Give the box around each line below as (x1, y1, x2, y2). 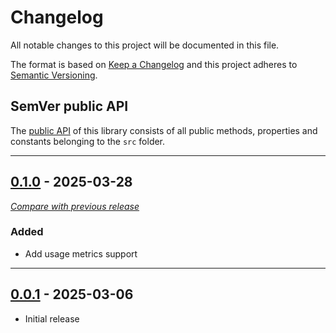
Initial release (24, 312, 80, 325)
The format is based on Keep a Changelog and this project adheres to (10, 58, 298, 70)
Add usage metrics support (24, 247, 138, 260)
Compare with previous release (10, 200, 140, 212)
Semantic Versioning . (10, 69, 98, 81)
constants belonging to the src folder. (10, 135, 166, 147)
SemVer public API (10, 98, 129, 115)
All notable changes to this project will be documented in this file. (10, 39, 280, 51)
